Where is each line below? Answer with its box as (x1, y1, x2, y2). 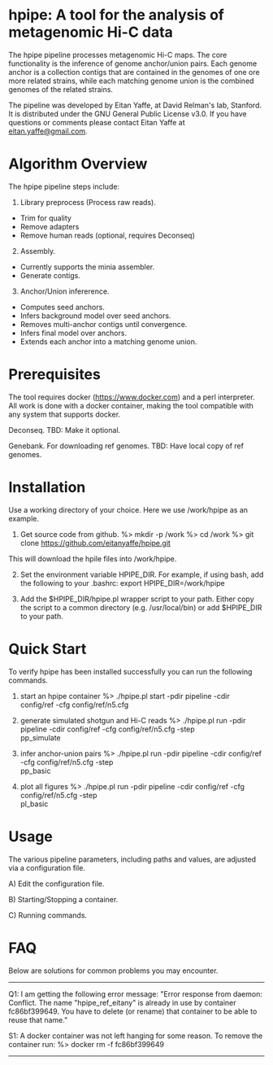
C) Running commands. (8, 910, 88, 920)
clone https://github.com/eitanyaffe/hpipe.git (19, 538, 171, 548)
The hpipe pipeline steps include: (8, 181, 120, 191)
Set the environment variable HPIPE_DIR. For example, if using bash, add (19, 570, 264, 579)
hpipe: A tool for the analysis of (8, 6, 225, 24)
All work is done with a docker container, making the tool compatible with (8, 400, 254, 410)
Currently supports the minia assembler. (19, 262, 155, 272)
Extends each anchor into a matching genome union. (19, 336, 197, 347)
